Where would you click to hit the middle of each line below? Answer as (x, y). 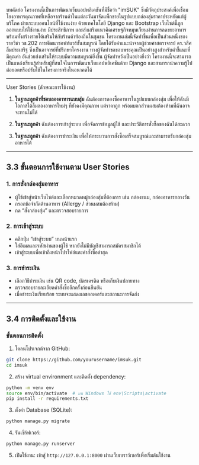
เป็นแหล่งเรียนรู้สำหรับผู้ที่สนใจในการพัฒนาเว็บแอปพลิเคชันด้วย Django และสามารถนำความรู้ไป (99, 63)
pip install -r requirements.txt (47, 399)
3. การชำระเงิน (23, 268)
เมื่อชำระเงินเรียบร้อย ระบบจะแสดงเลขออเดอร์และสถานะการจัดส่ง (77, 294)
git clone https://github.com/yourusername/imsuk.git (74, 360)
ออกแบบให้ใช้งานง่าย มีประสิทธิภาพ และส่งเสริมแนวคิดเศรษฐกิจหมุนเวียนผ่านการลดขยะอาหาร (96, 30)
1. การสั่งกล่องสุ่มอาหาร (32, 184)
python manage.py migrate (38, 421)
